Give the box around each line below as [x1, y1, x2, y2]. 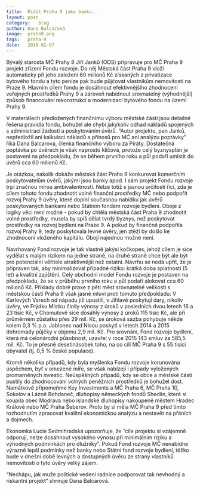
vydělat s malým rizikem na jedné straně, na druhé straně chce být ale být [6, 252, 188, 259]
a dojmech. [6, 416, 34, 423]
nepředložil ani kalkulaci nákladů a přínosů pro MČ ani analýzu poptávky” [6, 133, 187, 140]
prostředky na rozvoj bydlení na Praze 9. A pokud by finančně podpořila [6, 221, 183, 228]
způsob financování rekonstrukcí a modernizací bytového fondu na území [6, 96, 187, 103]
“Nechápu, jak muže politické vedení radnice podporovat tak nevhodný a [6, 470, 185, 478]
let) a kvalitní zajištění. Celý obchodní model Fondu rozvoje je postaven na [6, 271, 189, 278]
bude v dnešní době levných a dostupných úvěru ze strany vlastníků [6, 452, 174, 460]
